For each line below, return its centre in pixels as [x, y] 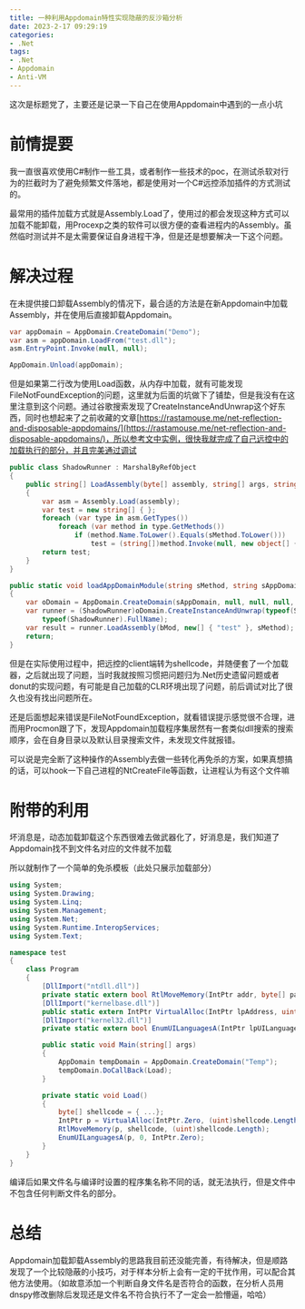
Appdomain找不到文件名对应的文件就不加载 [91, 848]
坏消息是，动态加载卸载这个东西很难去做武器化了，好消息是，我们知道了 [144, 837]
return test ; [67, 552]
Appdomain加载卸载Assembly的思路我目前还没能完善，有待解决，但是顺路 [149, 1260]
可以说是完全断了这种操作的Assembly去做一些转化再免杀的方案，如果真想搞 [151, 759]
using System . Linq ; [46, 902]
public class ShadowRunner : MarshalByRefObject [103, 468]
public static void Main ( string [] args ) [119, 1045]
